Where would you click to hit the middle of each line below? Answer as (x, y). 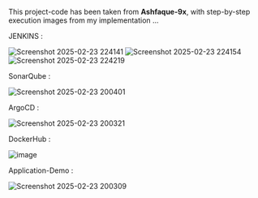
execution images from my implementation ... (84, 20)
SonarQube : (30, 76)
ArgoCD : (24, 108)
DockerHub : (30, 139)
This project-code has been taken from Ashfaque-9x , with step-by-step (129, 12)
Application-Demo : (41, 170)
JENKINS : (26, 36)
